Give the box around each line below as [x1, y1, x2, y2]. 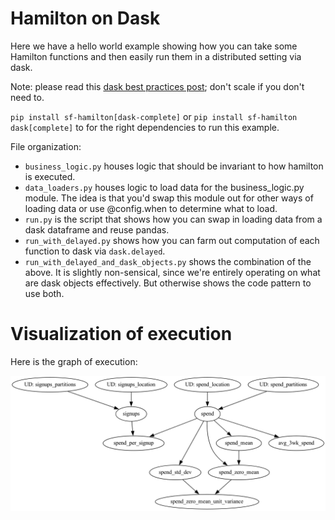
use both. [24, 287, 65, 299]
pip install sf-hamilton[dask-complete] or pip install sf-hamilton [10, 110, 298, 122]
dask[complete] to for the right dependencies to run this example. [10, 121, 280, 133]
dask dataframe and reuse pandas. [24, 223, 170, 236]
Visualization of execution [10, 323, 233, 346]
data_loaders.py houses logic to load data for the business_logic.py [24, 181, 305, 193]
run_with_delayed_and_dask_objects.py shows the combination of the [24, 255, 312, 267]
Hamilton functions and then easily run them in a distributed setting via [10, 50, 302, 62]
